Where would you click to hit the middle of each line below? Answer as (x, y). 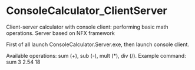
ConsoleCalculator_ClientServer (87, 11)
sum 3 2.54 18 (23, 62)
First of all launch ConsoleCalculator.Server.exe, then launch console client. (98, 44)
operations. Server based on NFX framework (60, 33)
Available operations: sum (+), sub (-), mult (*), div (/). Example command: (96, 55)
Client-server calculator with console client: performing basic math (87, 27)
